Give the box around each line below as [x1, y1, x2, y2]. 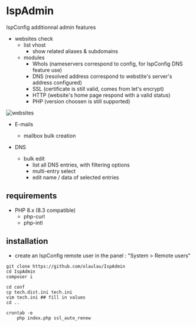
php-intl [23, 219, 43, 226]
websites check [14, 35, 53, 42]
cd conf [6, 284, 25, 290]
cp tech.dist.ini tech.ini [6, 289, 73, 295]
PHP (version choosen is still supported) [32, 97, 130, 104]
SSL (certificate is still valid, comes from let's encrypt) [32, 85, 164, 92]
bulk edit [23, 155, 45, 162]
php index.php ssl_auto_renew [17, 315, 92, 321]
